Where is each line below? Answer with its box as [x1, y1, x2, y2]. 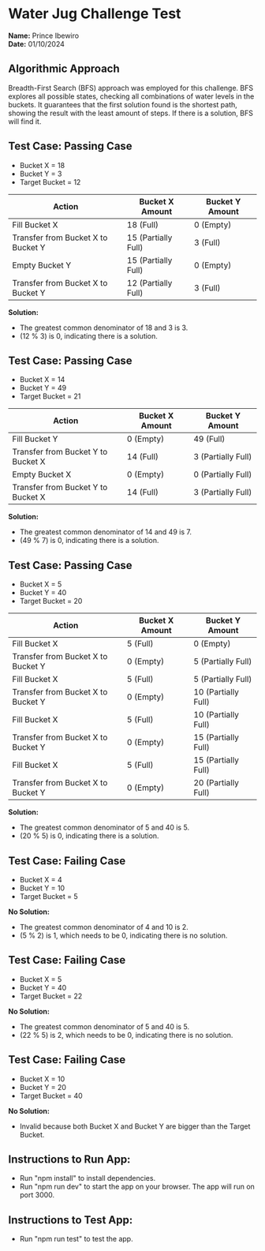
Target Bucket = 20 [19, 597, 83, 606]
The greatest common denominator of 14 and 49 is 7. [19, 527, 192, 537]
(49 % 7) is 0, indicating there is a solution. [19, 536, 159, 545]
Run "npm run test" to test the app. [19, 1234, 133, 1244]
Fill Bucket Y [12, 433, 58, 444]
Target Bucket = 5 [19, 892, 78, 901]
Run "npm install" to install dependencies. [19, 1174, 156, 1183]
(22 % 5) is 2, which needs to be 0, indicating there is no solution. [19, 1030, 233, 1039]
